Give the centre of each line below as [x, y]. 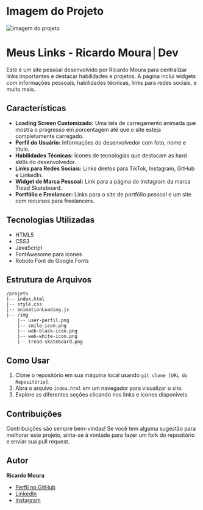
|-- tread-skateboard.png [50, 342]
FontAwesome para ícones [48, 254]
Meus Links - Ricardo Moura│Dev [92, 53]
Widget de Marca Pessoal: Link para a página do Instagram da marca [103, 181]
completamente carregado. [49, 136]
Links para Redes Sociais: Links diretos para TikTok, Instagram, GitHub [105, 168]
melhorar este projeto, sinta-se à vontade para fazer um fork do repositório [101, 435]
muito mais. [21, 89]
